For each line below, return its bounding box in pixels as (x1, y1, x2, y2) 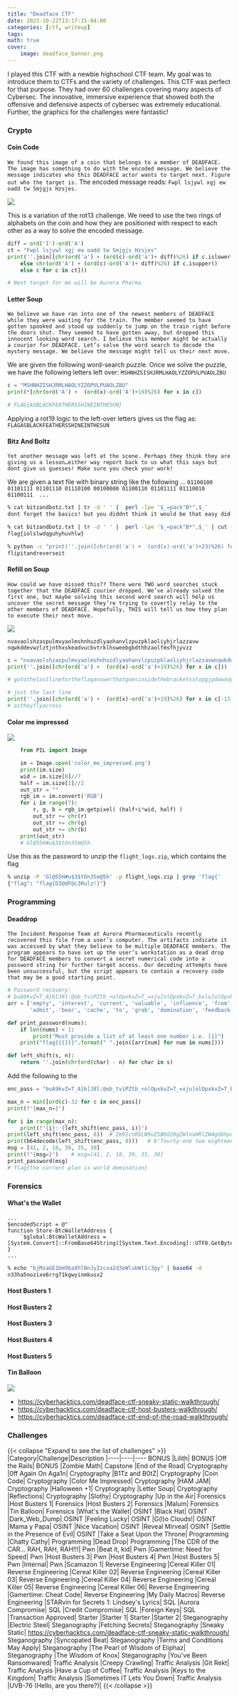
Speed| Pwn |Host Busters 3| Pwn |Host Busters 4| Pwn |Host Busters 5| (7, 1552, 220, 1562)
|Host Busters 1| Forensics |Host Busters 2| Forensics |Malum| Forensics (7, 1499, 219, 1508)
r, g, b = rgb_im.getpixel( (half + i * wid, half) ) (33, 806, 183, 814)
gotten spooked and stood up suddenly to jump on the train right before (7, 323, 231, 330)
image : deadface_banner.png (20, 51, 103, 58)
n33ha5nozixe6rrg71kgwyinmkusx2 (7, 1271, 103, 1278)
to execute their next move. (7, 612, 94, 619)
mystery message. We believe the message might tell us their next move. (7, 348, 231, 355)
